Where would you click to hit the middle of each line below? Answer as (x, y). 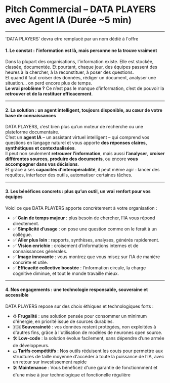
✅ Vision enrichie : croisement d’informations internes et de (75, 246)
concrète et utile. (30, 262)
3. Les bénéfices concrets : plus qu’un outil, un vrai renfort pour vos (78, 191)
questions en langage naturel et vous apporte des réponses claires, (76, 143)
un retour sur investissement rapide (50, 362)
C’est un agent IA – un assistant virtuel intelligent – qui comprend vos (77, 137)
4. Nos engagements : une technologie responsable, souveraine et (77, 290)
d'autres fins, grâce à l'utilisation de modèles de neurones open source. (88, 332)
